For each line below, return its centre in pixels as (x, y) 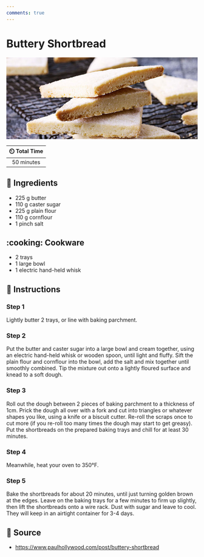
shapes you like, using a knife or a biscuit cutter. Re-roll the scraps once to (100, 417)
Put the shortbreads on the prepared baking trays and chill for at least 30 (97, 429)
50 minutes (26, 162)
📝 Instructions (33, 289)
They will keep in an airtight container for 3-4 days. (70, 513)
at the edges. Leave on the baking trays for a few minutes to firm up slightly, (102, 500)
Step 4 (16, 452)
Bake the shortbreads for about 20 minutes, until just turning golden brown (100, 494)
